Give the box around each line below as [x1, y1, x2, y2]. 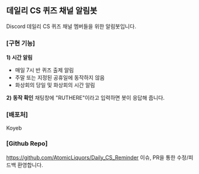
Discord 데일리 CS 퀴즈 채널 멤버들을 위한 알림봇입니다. [6, 23, 137, 30]
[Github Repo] [6, 139, 48, 148]
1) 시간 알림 [6, 54, 33, 61]
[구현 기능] [6, 39, 35, 47]
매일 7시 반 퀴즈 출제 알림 [14, 66, 74, 74]
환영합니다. [17, 161, 44, 169]
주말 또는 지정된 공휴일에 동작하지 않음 [14, 74, 105, 81]
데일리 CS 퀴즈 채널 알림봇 [6, 5, 98, 16]
